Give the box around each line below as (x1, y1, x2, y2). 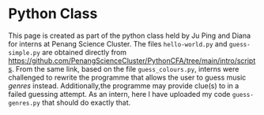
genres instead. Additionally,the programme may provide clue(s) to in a (8, 80, 239, 91)
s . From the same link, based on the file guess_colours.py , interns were (8, 64, 239, 73)
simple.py (8, 49, 41, 57)
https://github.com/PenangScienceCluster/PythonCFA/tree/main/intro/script (8, 56, 256, 65)
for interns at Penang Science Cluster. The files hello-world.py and (8, 39, 228, 48)
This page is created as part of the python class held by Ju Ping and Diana (8, 31, 251, 40)
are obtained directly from (42, 47, 127, 57)
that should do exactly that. (42, 98, 131, 107)
